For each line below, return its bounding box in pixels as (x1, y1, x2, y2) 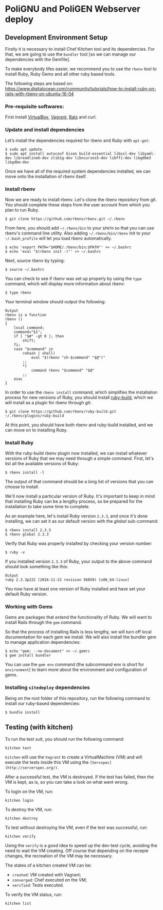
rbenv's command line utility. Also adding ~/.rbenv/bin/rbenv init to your (5, 230, 151, 236)
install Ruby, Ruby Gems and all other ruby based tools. (5, 71, 116, 77)
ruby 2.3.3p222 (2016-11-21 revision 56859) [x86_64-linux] (5, 577, 130, 582)
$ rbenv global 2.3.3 (5, 532, 49, 537)
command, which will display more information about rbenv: (5, 280, 125, 286)
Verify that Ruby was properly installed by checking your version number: (5, 540, 152, 547)
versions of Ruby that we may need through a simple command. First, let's (5, 455, 154, 461)
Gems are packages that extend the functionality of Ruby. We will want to (5, 614, 152, 620)
